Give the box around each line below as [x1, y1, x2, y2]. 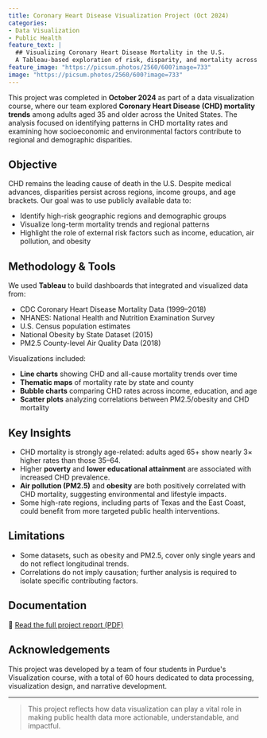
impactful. [27, 721, 61, 730]
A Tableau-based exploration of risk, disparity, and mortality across [15, 56, 258, 64]
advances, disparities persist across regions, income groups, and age [8, 188, 236, 197]
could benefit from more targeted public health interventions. [19, 507, 220, 516]
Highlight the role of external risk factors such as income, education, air [19, 228, 255, 238]
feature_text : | [8, 41, 62, 49]
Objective [8, 158, 58, 172]
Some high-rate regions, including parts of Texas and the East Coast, [19, 498, 246, 507]
